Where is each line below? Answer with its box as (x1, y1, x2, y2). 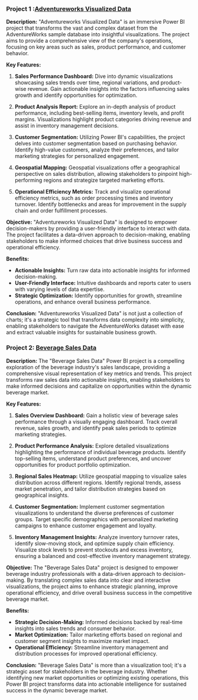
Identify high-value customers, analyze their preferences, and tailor (14, 146, 179, 153)
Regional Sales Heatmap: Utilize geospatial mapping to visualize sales (14, 473, 187, 480)
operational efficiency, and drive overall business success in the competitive (6, 589, 192, 596)
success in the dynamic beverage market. (6, 686, 108, 693)
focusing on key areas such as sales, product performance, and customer (6, 43, 186, 50)
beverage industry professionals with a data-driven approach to (6, 570, 161, 577)
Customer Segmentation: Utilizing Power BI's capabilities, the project (14, 134, 185, 141)
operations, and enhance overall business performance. (14, 299, 151, 306)
